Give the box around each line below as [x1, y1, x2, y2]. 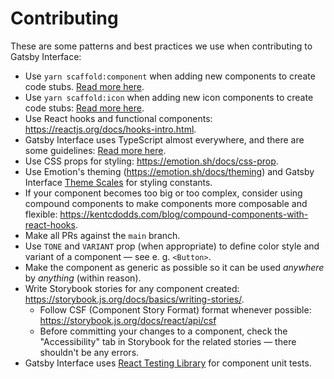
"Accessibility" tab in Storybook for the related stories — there [39, 335, 297, 347]
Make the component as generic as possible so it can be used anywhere [24, 261, 325, 273]
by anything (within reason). [24, 272, 142, 284]
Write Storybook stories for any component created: [24, 282, 240, 294]
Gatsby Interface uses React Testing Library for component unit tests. [24, 357, 312, 369]
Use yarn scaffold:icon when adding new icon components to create [24, 91, 314, 103]
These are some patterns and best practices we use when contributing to [10, 40, 313, 52]
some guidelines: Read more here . [24, 144, 167, 156]
